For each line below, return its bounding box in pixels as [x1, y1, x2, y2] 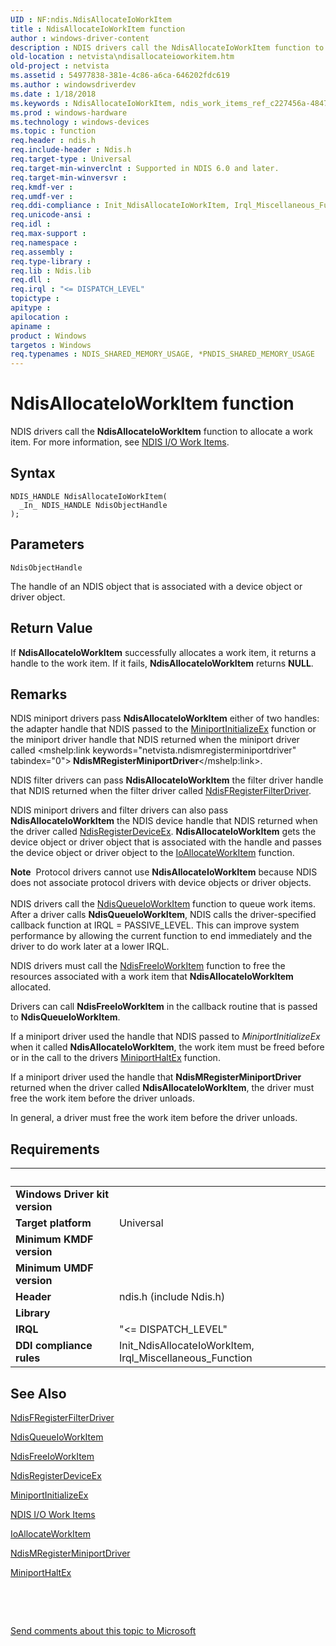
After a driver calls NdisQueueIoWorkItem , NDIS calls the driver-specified [10, 909, 317, 921]
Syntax [10, 465, 56, 482]
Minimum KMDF [15, 1232, 94, 1246]
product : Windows [10, 331, 87, 341]
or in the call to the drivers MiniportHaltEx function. [10, 1052, 221, 1064]
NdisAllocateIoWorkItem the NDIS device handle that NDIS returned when [10, 815, 318, 827]
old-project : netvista [10, 61, 110, 71]
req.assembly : [10, 247, 74, 257]
